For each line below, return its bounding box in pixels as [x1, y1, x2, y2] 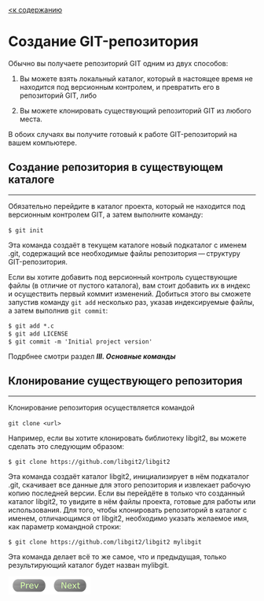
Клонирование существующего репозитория [8, 374, 243, 388]
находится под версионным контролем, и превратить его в [19, 82, 220, 91]
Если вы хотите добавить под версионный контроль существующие [8, 272, 238, 281]
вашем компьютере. [8, 138, 77, 147]
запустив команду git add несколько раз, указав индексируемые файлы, [8, 297, 255, 306]
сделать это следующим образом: [8, 441, 124, 451]
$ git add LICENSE [8, 329, 68, 338]
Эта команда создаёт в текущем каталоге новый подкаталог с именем [8, 240, 247, 250]
